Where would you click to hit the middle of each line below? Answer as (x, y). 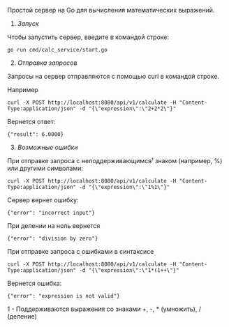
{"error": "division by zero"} (53, 238)
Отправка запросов (47, 63)
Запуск (28, 23)
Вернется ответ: (31, 122)
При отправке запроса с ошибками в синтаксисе (81, 251)
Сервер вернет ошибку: (43, 200)
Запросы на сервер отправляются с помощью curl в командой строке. (113, 76)
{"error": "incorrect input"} (51, 213)
